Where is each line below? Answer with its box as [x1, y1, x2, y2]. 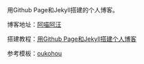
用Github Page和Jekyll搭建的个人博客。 [7, 6, 119, 14]
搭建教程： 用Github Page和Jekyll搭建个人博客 [7, 35, 137, 43]
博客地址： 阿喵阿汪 [7, 20, 62, 29]
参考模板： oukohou [7, 50, 62, 57]
